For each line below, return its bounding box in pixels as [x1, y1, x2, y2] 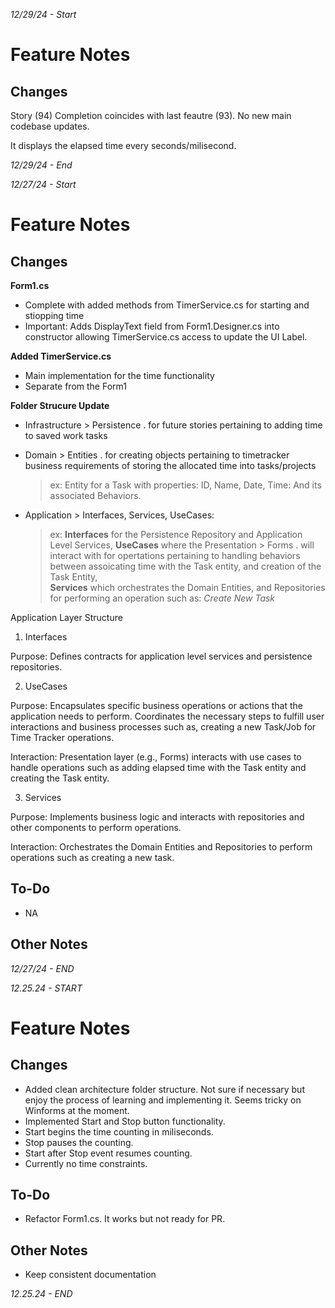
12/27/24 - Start [10, 179, 77, 190]
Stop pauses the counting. [24, 1136, 134, 1148]
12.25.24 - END [10, 1288, 73, 1300]
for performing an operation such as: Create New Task [49, 592, 276, 604]
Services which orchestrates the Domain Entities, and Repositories [49, 582, 326, 593]
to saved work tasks [24, 430, 108, 441]
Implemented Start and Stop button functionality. [24, 1115, 226, 1127]
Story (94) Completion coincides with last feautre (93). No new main [10, 110, 292, 121]
